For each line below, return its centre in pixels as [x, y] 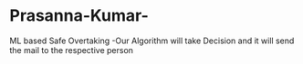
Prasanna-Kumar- [79, 16]
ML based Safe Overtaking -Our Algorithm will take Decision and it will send [152, 41]
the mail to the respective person [72, 50]
